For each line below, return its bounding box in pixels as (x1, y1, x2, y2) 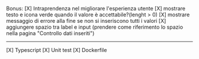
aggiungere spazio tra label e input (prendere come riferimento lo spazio (6, 23, 184, 30)
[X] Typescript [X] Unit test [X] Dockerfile (6, 47, 107, 53)
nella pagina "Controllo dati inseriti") (6, 30, 95, 37)
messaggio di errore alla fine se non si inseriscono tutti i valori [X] (6, 18, 166, 24)
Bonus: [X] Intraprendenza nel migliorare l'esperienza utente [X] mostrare (6, 5, 185, 12)
